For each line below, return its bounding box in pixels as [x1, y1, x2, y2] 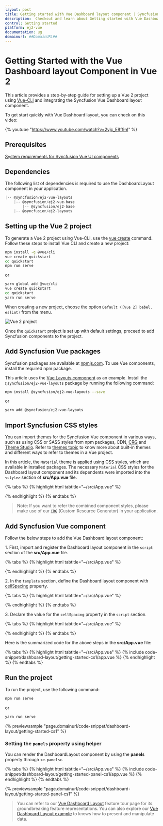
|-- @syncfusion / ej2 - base [22, 204, 75, 209]
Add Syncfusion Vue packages [5, 347, 101, 356]
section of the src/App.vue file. [5, 549, 68, 555]
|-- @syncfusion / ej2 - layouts [14, 209, 73, 214]
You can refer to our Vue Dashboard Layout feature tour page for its [16, 800, 153, 806]
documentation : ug [5, 30, 42, 35]
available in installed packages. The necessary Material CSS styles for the [5, 464, 154, 470]
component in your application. [5, 186, 67, 191]
